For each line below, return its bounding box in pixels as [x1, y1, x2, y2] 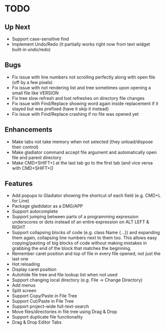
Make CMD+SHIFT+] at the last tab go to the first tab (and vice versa [11, 160, 153, 165]
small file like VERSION [11, 90, 59, 96]
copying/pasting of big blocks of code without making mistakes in [11, 240, 147, 246]
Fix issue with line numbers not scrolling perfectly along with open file [11, 74, 156, 80]
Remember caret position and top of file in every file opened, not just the [11, 250, 161, 256]
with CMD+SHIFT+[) [11, 165, 54, 171]
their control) [11, 144, 39, 150]
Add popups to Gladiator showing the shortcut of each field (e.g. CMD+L [11, 192, 161, 199]
